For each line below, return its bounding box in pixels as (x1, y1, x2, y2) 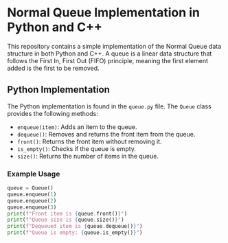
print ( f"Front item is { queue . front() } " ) (7, 210, 128, 217)
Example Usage (7, 169, 60, 178)
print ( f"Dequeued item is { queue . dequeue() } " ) (7, 223, 143, 230)
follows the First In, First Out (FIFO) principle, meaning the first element (7, 56, 208, 65)
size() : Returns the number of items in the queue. (16, 152, 159, 160)
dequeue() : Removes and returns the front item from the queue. (16, 130, 196, 138)
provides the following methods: (7, 109, 98, 117)
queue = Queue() (7, 185, 54, 192)
